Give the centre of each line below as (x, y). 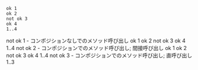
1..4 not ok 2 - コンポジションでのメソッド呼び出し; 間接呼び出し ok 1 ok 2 (97, 48)
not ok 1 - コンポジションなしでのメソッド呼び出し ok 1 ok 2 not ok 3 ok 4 (96, 41)
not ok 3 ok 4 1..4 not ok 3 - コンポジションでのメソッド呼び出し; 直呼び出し (99, 55)
